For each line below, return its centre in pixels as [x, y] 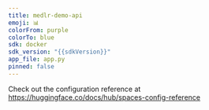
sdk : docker [28, 45]
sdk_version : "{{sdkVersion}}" [60, 52]
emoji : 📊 [24, 23]
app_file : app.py [37, 60]
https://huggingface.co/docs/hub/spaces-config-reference [104, 97]
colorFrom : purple [38, 30]
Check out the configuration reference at [75, 89]
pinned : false [32, 67]
